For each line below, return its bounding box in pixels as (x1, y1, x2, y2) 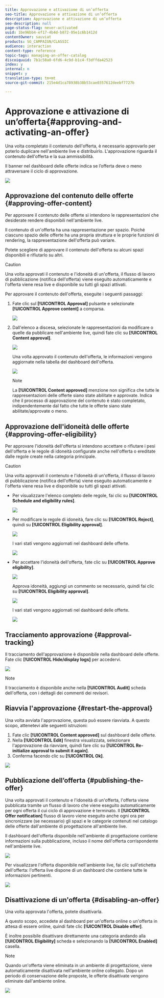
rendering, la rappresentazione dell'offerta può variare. (5, 237, 116, 243)
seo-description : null (5, 21, 51, 26)
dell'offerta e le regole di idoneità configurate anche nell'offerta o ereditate (5, 448, 156, 455)
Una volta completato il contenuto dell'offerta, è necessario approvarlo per (5, 143, 156, 149)
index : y (5, 62, 23, 67)
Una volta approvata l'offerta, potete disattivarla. (5, 909, 103, 914)
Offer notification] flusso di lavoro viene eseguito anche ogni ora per (5, 813, 145, 819)
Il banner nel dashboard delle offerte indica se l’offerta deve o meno (5, 163, 142, 169)
